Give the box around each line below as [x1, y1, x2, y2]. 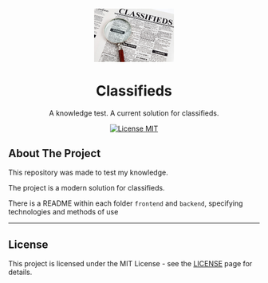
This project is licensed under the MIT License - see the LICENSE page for [8, 259, 253, 269]
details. [8, 267, 33, 277]
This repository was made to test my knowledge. [8, 167, 169, 178]
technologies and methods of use [8, 207, 119, 217]
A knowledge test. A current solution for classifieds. [49, 108, 219, 118]
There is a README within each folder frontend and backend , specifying [8, 198, 243, 208]
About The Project [8, 147, 101, 160]
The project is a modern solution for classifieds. [8, 183, 165, 193]
